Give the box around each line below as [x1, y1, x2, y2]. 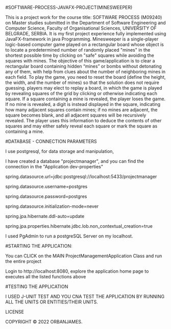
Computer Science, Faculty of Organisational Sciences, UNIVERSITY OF [5, 25, 157, 31]
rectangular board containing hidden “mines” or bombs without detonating [5, 63, 162, 69]
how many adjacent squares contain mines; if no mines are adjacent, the [5, 107, 158, 113]
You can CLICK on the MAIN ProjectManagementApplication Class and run [5, 253, 162, 259]
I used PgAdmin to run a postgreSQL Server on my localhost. [5, 233, 133, 239]
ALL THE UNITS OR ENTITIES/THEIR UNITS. [5, 299, 98, 305]
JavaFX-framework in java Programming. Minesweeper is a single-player [5, 36, 159, 42]
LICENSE [5, 309, 25, 315]
